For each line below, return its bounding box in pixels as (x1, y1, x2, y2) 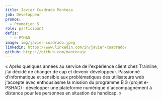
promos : (5, 17, 22, 22)
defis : (5, 31, 19, 36)
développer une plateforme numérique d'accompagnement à (26, 84, 152, 90)
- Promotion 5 (10, 21, 39, 27)
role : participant (5, 26, 44, 31)
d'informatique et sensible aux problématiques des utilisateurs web (5, 74, 144, 80)
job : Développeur (5, 12, 42, 17)
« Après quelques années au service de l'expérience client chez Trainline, (5, 63, 158, 69)
